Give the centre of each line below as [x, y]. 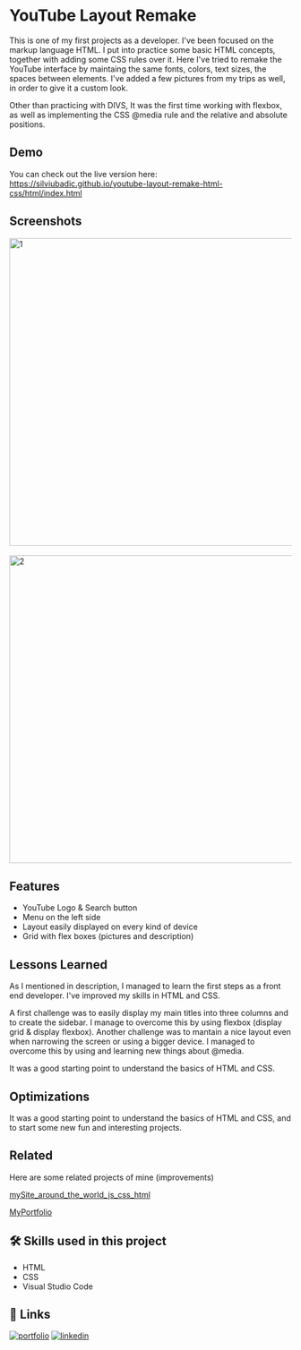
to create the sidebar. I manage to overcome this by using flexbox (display [146, 1022]
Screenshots [46, 222]
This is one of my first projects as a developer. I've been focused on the [142, 40]
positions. [27, 124]
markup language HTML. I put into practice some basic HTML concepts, [142, 49]
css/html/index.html [46, 192]
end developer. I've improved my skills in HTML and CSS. [115, 995]
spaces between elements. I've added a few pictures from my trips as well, [147, 78]
